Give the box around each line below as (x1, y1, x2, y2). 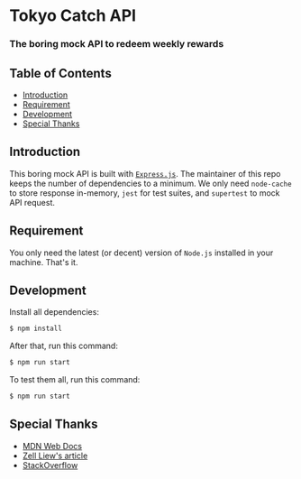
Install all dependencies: (9, 307, 99, 318)
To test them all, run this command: (9, 374, 141, 385)
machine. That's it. (9, 256, 78, 267)
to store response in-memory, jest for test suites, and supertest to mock (9, 187, 280, 198)
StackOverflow (22, 459, 78, 470)
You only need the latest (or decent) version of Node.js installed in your (9, 247, 274, 258)
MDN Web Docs (22, 440, 83, 451)
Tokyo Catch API (9, 5, 137, 26)
